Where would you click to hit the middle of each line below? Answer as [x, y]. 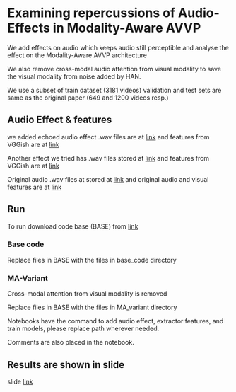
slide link [20, 381]
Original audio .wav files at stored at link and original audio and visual [108, 179]
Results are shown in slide [66, 365]
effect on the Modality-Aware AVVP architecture [77, 55]
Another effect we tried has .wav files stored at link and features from [108, 158]
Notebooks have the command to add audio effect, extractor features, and [116, 321]
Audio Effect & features [60, 120]
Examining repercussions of [91, 13]
